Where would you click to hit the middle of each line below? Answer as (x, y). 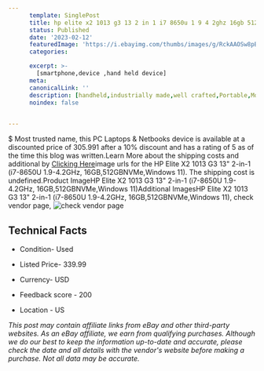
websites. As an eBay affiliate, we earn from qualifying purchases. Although (132, 333)
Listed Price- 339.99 (53, 264)
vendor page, (30, 206)
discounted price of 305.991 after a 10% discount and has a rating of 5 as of (131, 147)
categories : (48, 52)
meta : (38, 80)
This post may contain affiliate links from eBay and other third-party (119, 325)
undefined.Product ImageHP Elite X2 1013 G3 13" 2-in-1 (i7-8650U (115, 180)
